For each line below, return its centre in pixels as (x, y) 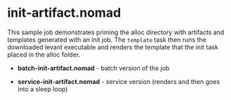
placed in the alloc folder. (44, 55)
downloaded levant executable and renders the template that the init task (113, 47)
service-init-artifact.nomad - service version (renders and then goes (118, 81)
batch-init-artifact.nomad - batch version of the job (93, 68)
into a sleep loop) (42, 89)
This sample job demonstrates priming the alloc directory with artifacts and (116, 32)
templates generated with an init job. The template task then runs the (107, 39)
